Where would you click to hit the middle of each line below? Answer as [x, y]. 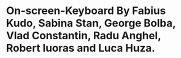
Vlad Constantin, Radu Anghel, [84, 36]
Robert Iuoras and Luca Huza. [81, 48]
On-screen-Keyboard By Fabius [86, 11]
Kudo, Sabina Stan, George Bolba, [91, 23]
